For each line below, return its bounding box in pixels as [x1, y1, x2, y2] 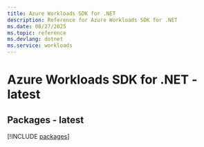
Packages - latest [7, 114, 84, 126]
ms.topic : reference [7, 29, 67, 37]
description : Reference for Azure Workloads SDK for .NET [7, 17, 178, 23]
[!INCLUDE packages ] [7, 133, 70, 140]
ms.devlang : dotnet [7, 36, 64, 43]
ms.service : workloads [7, 42, 73, 49]
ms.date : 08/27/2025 [7, 23, 67, 30]
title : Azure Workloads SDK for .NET [7, 10, 116, 17]
